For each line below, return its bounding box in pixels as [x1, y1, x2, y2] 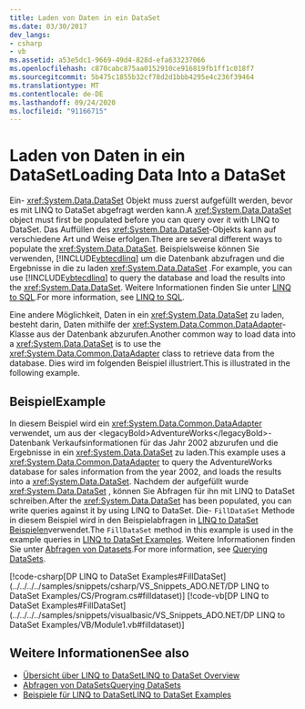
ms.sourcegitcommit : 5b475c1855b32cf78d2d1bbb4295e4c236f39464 [9, 73, 255, 82]
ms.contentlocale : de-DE [9, 89, 104, 98]
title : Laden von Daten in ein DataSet [9, 13, 161, 23]
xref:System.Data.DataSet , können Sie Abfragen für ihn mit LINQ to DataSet [9, 486, 296, 496]
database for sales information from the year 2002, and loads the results [9, 466, 282, 477]
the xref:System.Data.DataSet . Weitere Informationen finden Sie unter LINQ [9, 282, 291, 293]
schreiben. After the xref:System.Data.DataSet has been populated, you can [9, 495, 292, 506]
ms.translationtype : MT [9, 81, 100, 90]
